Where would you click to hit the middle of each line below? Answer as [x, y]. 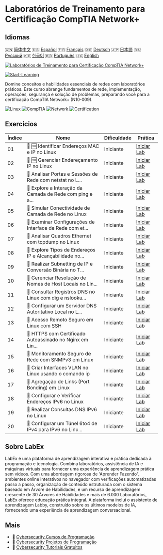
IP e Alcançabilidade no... [55, 256]
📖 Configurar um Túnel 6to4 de [62, 423]
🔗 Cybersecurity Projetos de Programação [54, 542]
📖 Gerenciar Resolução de [56, 278]
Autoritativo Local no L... [54, 312]
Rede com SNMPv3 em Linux [60, 359]
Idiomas [17, 37]
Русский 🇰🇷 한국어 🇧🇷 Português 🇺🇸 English [52, 55]
